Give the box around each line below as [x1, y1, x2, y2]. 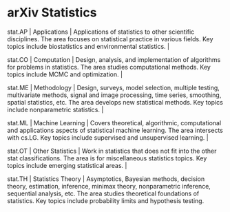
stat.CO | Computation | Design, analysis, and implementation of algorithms [7, 55, 221, 63]
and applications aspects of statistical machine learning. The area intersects [7, 126, 224, 134]
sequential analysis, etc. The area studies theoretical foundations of [7, 189, 200, 198]
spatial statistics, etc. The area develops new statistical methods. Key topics [7, 98, 224, 106]
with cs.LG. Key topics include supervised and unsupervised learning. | [7, 133, 209, 142]
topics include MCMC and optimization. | [7, 70, 123, 78]
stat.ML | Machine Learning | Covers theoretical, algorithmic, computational [7, 118, 222, 127]
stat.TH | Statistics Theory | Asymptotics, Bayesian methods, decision [7, 174, 205, 183]
